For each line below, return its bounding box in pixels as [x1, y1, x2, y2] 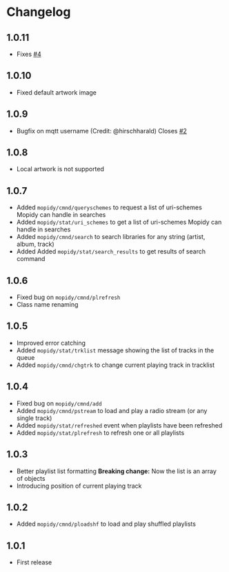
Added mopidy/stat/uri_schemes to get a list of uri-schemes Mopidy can [16, 218, 222, 227]
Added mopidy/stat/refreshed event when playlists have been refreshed [16, 421, 223, 429]
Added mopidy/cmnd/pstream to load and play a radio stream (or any [16, 406, 208, 414]
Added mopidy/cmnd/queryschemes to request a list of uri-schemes [16, 203, 203, 211]
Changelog [6, 4, 71, 20]
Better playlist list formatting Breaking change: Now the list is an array [16, 467, 217, 475]
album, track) [16, 240, 54, 249]
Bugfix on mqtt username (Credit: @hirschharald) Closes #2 [16, 126, 188, 135]
